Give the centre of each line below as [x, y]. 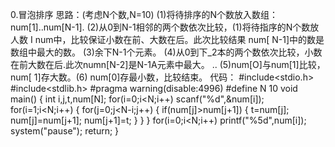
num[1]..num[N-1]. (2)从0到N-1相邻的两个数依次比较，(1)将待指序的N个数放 [165, 27]
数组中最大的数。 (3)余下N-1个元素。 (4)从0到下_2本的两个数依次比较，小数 [166, 52]
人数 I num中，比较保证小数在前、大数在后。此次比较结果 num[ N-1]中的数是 [167, 39]
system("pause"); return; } [65, 131]
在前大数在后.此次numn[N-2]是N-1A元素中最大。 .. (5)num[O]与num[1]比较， [168, 64]
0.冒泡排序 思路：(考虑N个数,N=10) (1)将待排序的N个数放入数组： [144, 14]
